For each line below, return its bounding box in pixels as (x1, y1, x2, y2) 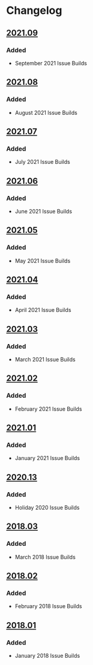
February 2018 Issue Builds (14, 603, 82, 610)
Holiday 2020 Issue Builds (14, 504, 80, 511)
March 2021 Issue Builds (14, 356, 76, 363)
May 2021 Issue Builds (14, 257, 71, 264)
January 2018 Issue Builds (14, 652, 80, 660)
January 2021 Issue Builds (14, 455, 80, 462)
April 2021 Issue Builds (14, 307, 71, 314)
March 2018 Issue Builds (14, 553, 76, 560)
